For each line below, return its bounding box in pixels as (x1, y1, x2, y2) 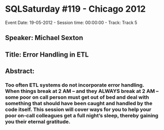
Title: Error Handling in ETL (5, 50, 89, 59)
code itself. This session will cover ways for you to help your (5, 106, 152, 113)
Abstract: (5, 67, 35, 75)
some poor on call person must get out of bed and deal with (5, 94, 149, 101)
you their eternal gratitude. (5, 118, 71, 125)
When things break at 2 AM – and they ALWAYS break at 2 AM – (5, 88, 159, 95)
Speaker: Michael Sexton (5, 34, 83, 42)
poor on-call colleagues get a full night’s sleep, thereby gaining (5, 112, 159, 119)
